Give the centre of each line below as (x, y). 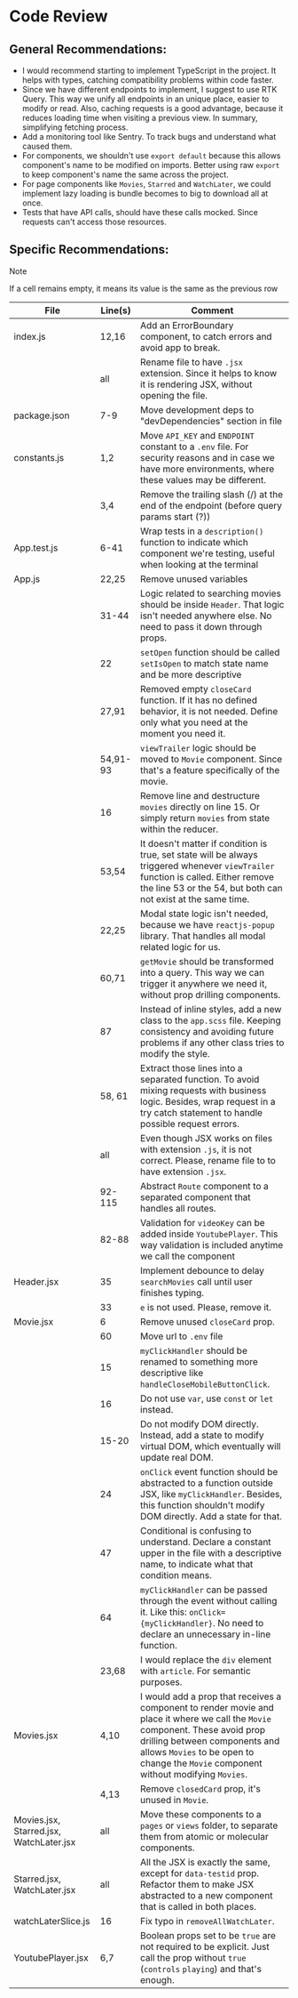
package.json (42, 415)
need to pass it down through (201, 626)
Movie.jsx (34, 1321)
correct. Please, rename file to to (208, 1160)
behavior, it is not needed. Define (209, 711)
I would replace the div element (206, 1659)
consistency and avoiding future (208, 1031)
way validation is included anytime (212, 1245)
